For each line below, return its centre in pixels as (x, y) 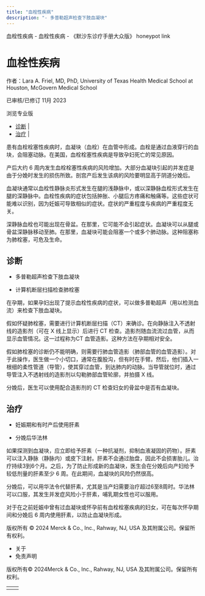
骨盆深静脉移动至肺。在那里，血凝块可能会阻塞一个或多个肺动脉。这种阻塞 (100, 232)
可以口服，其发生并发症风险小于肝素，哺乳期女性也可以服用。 (84, 494)
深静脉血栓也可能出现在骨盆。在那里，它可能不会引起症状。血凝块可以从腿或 (103, 225)
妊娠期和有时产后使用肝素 (47, 425)
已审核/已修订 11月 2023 (36, 100)
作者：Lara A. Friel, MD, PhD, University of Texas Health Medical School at (100, 81)
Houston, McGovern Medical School (52, 88)
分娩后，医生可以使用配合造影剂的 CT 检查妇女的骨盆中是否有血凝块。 (95, 388)
